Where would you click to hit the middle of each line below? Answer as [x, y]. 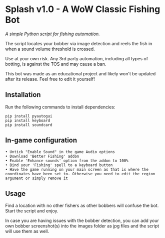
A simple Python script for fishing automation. [52, 34]
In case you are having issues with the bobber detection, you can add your [82, 221]
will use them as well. [27, 231]
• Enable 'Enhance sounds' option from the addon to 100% [67, 161]
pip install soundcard [29, 125]
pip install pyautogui [29, 116]
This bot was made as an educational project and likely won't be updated [80, 73]
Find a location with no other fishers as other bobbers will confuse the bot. [82, 206]
